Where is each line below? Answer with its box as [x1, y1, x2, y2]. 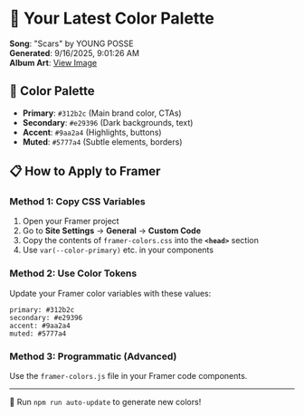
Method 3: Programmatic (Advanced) [9, 350, 177, 363]
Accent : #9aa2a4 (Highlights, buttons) [22, 127, 162, 137]
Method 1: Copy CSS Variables [9, 195, 147, 208]
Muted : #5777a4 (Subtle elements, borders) [22, 136, 183, 147]
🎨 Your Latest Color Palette [9, 8, 214, 29]
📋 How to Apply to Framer [9, 164, 161, 179]
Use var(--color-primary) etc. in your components [22, 244, 214, 256]
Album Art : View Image [9, 57, 98, 68]
